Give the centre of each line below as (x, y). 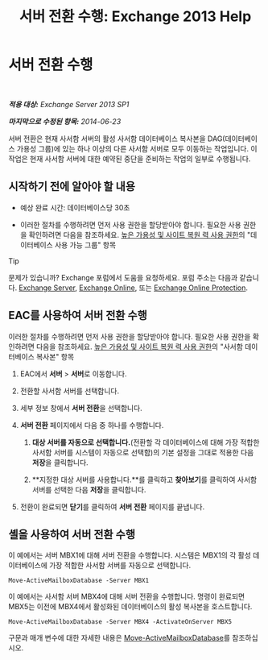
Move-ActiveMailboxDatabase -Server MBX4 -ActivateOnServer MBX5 (120, 622)
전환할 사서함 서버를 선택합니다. (69, 391)
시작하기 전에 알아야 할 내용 (72, 187)
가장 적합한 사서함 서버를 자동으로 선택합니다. (120, 566)
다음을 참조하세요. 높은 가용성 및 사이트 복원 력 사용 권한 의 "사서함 (140, 347)
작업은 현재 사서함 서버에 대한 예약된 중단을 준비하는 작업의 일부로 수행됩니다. (130, 159)
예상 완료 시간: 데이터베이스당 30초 (75, 207)
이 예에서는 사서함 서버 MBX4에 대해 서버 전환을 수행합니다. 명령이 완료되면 (127, 596)
